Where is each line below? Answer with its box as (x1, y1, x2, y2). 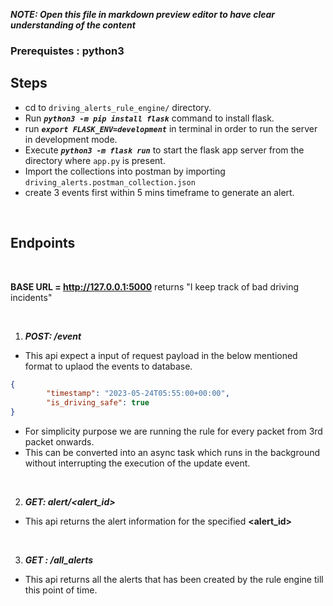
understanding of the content (10, 19, 136, 31)
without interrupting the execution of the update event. (24, 457, 251, 469)
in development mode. (24, 133, 118, 145)
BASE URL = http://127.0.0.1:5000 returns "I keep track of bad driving (10, 280, 300, 293)
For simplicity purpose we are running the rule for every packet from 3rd (24, 425, 323, 438)
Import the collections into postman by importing (24, 165, 226, 177)
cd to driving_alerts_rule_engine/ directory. (24, 101, 212, 113)
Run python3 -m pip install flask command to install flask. (24, 112, 275, 124)
